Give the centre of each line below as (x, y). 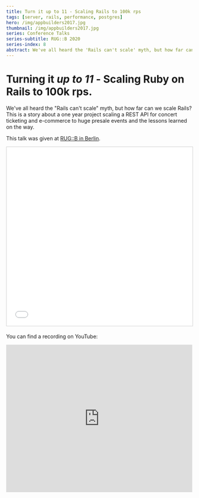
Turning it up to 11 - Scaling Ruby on (95, 79)
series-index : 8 (26, 45)
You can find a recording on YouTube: (52, 336)
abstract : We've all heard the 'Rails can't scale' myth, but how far (95, 50)
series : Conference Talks (38, 34)
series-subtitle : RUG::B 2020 (43, 39)
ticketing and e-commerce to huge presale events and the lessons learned (97, 120)
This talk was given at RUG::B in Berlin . (53, 138)
